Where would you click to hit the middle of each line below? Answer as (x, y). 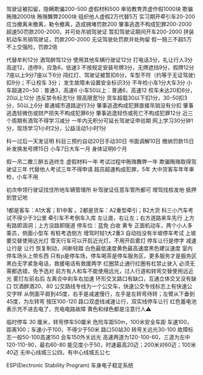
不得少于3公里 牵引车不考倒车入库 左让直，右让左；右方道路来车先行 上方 (103, 218)
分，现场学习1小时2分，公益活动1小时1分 (56, 128)
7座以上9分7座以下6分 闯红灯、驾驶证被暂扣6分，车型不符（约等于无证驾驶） (101, 75)
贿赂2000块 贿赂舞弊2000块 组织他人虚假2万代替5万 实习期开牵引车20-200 (101, 16)
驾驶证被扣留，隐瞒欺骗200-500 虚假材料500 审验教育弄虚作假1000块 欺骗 (100, 9)
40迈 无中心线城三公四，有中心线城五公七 (58, 352)
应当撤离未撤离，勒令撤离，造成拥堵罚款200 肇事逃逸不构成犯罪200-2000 (99, 24)
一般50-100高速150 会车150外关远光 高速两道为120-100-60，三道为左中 (101, 337)
